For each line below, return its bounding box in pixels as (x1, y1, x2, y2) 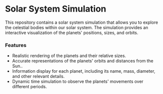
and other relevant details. (12, 74, 65, 79)
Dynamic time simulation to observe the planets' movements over (12, 78, 144, 84)
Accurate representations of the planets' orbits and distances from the (12, 58, 154, 64)
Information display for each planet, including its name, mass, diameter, (12, 68, 156, 74)
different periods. (12, 84, 47, 90)
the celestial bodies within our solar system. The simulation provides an (5, 24, 148, 30)
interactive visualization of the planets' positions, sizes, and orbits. (5, 30, 139, 35)
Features (5, 42, 27, 48)
